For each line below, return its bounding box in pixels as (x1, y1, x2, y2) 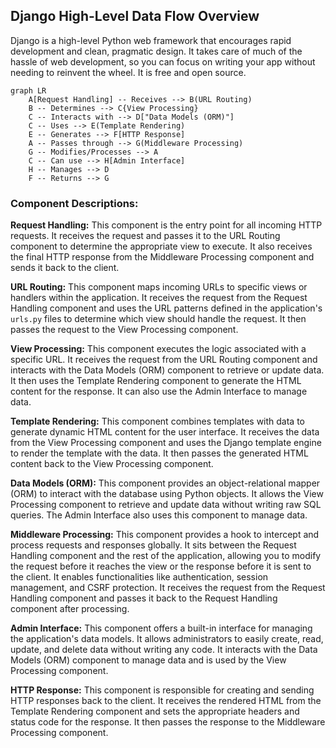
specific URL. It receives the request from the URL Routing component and (10, 354, 318, 366)
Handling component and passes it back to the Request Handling (10, 592, 278, 604)
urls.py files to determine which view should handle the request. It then (10, 313, 307, 325)
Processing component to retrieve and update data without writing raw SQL (10, 499, 322, 511)
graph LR (10, 85, 47, 96)
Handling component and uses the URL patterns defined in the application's (10, 302, 323, 314)
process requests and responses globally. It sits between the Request (10, 539, 297, 551)
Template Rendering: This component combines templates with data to (10, 415, 305, 428)
